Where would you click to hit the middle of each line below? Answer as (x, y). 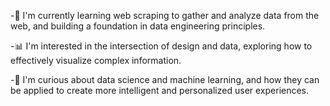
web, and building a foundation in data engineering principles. (138, 26)
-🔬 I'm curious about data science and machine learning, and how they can (165, 79)
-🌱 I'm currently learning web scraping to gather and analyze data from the (165, 15)
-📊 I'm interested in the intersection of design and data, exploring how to (161, 46)
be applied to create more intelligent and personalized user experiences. (160, 90)
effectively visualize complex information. (96, 60)
